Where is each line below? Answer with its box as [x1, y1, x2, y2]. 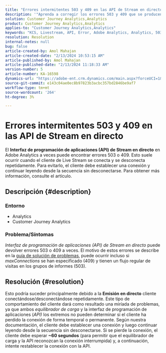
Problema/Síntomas [5, 231, 54, 237]
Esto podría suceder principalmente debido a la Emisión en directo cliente [5, 290, 157, 296]
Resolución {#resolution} [5, 277, 84, 286]
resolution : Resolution [5, 35, 54, 40]
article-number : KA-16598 [5, 72, 58, 77]
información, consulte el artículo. [5, 173, 72, 179]
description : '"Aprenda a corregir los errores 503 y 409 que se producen [5, 12, 163, 17]
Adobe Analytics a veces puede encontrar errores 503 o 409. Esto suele [5, 152, 153, 158]
